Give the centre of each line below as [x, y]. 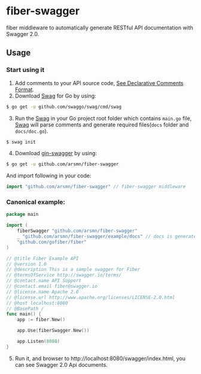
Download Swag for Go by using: [56, 96]
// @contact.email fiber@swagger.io [52, 286]
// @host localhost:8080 [37, 303]
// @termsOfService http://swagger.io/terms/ [64, 275]
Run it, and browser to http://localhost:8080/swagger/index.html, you [100, 358]
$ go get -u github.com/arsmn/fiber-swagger [63, 164]
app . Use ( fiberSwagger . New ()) [53, 331]
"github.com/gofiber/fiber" [52, 242]
